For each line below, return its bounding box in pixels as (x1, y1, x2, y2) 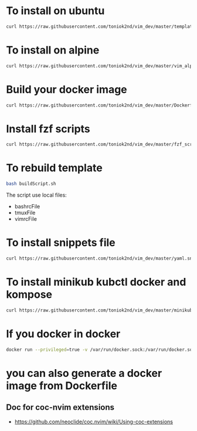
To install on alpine (6, 44, 100, 57)
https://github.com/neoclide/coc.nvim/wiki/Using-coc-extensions (14, 418, 173, 425)
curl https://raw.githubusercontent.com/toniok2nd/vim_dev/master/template (6, 24, 195, 29)
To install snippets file (6, 236, 116, 250)
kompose (6, 288, 53, 301)
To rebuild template (6, 161, 103, 175)
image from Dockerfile (6, 379, 117, 392)
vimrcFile (14, 216, 37, 223)
